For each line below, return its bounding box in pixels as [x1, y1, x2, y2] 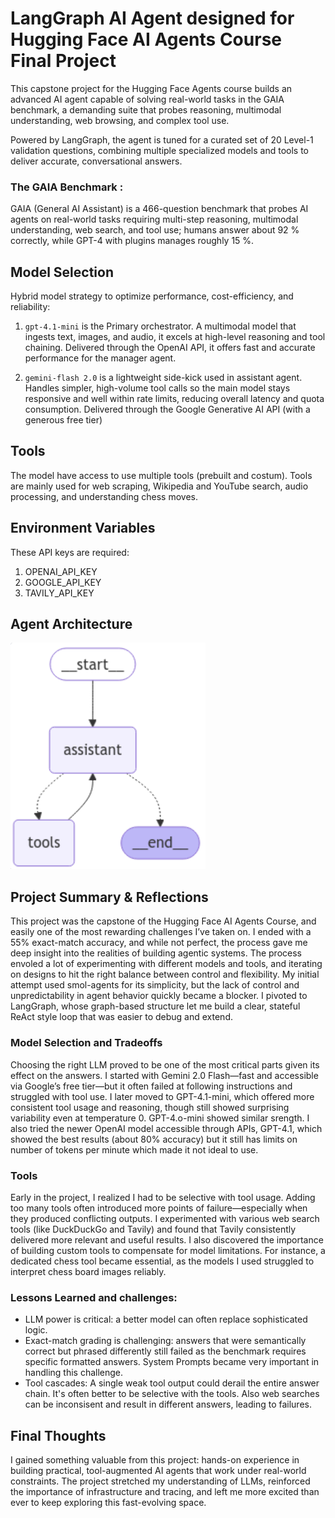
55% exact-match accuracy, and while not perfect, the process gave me [10, 937, 308, 949]
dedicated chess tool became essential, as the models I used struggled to [10, 1255, 315, 1267]
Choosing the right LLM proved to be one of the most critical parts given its [10, 1058, 320, 1071]
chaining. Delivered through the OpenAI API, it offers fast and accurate [24, 342, 316, 354]
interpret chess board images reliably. [10, 1265, 167, 1277]
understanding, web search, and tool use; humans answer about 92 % [10, 224, 300, 236]
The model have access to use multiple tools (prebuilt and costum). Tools [10, 469, 313, 481]
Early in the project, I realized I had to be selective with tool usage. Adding [10, 1191, 316, 1203]
